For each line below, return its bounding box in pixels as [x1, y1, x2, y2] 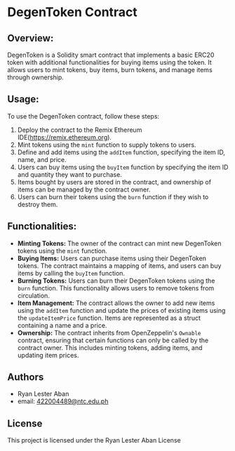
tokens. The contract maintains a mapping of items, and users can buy [17, 261, 222, 270]
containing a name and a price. [17, 321, 107, 330]
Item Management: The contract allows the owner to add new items [17, 299, 215, 307]
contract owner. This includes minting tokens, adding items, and [17, 343, 203, 351]
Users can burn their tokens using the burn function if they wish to [17, 192, 209, 201]
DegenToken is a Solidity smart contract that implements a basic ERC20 [7, 51, 215, 59]
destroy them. [17, 200, 58, 208]
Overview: [7, 32, 54, 44]
